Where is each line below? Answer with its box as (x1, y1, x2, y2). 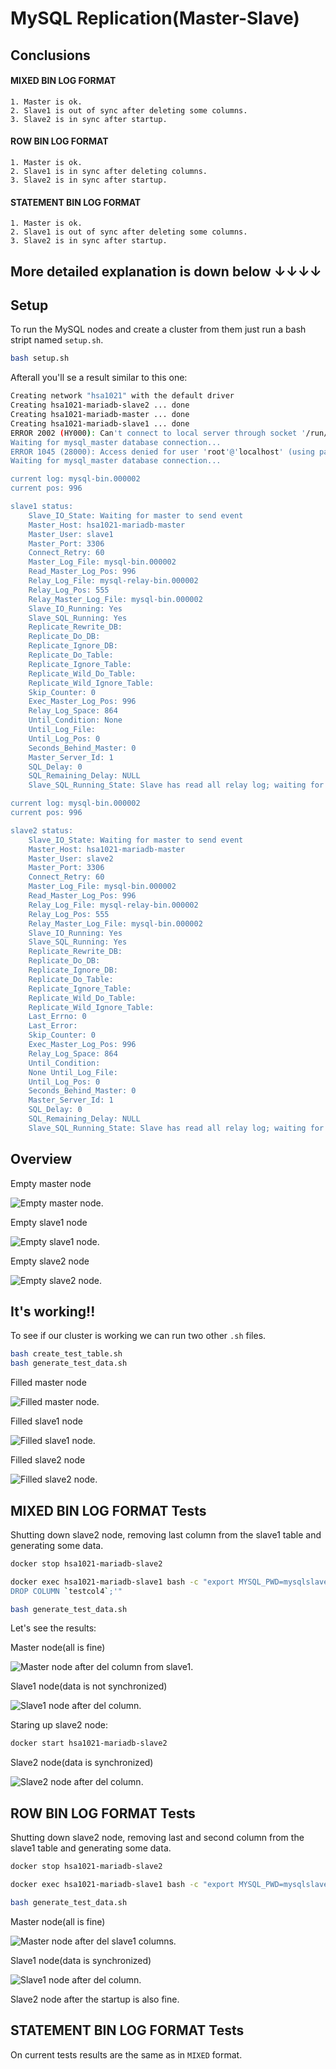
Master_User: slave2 (28, 853, 114, 864)
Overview (10, 1151, 73, 1168)
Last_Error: (28, 1021, 78, 1031)
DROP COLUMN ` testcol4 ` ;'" (10, 1586, 123, 1596)
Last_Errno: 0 (28, 1012, 87, 1022)
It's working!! (10, 1303, 96, 1320)
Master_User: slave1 (28, 529, 114, 539)
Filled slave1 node (10, 1415, 83, 1427)
